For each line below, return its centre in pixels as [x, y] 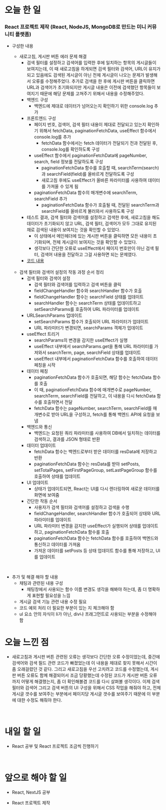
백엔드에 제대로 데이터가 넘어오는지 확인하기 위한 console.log [93, 106]
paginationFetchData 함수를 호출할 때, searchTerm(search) [100, 168]
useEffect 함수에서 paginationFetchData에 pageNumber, [90, 155]
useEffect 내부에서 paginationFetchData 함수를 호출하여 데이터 [96, 359]
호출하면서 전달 [58, 402]
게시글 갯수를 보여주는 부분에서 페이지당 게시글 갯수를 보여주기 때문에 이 [81, 694]
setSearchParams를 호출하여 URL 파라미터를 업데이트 [87, 309]
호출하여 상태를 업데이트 [57, 476]
